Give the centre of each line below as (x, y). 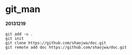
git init (15, 39)
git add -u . (19, 34)
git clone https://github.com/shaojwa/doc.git (56, 43)
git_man (23, 9)
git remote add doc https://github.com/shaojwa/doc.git (66, 47)
